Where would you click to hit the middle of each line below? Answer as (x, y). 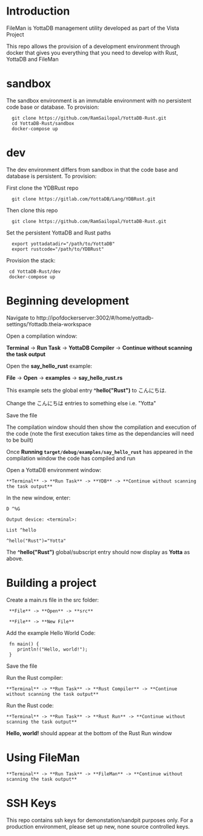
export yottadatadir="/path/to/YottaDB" (63, 244)
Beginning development (68, 301)
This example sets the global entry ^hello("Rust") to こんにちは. (86, 390)
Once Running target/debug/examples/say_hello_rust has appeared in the (99, 451)
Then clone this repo (32, 210)
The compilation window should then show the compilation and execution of (101, 427)
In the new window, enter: (38, 498)
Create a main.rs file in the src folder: (52, 600)
